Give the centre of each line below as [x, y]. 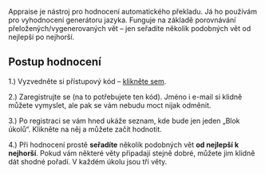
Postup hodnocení [55, 62]
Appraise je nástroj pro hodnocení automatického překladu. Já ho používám [133, 12]
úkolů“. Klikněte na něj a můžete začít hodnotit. [85, 129]
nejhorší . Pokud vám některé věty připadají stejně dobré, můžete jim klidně [132, 153]
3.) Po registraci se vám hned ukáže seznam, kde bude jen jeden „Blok [125, 121]
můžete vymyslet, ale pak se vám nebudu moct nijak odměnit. [110, 105]
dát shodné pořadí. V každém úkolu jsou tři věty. [88, 161]
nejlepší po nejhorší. [42, 37]
